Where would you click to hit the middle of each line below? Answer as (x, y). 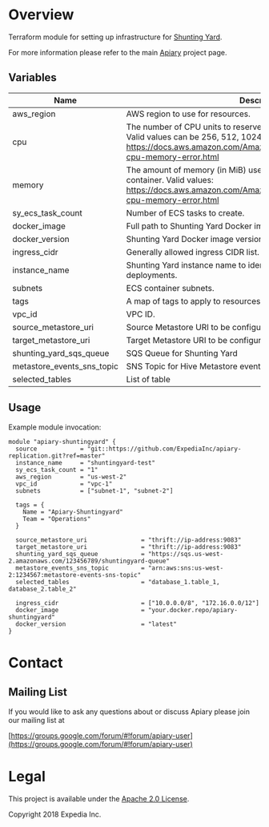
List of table (148, 379)
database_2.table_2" (43, 589)
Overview (41, 15)
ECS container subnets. (170, 288)
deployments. (152, 275)
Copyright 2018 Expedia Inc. (55, 814)
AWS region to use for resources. (188, 114)
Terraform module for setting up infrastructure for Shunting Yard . (115, 37)
